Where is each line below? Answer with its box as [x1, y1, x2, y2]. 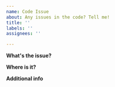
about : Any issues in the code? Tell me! [6, 14, 110, 20]
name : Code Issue [6, 8, 49, 15]
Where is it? [6, 63, 37, 71]
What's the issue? [6, 52, 52, 59]
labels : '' [6, 25, 33, 31]
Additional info [6, 75, 43, 82]
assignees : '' [6, 31, 41, 37]
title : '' [6, 20, 31, 25]
